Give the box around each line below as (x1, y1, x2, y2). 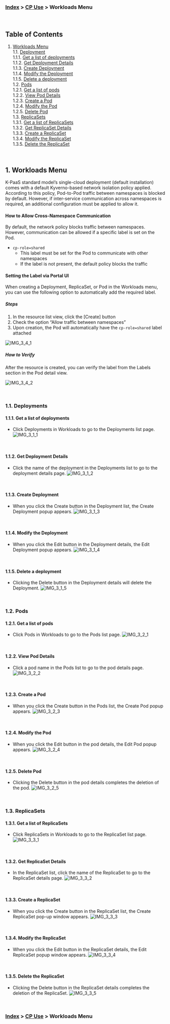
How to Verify (5, 351, 35, 357)
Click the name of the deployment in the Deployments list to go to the (12, 465, 158, 471)
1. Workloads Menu (5, 166, 67, 174)
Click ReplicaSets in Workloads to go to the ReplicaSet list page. (12, 831, 147, 837)
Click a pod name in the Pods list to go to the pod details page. (12, 664, 144, 671)
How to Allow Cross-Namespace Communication (5, 213, 111, 219)
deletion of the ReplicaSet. (12, 990, 69, 996)
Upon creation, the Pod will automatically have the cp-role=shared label (12, 325, 162, 331)
